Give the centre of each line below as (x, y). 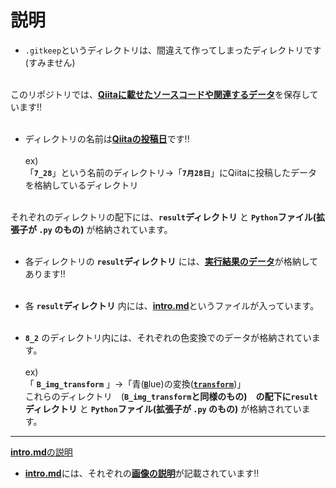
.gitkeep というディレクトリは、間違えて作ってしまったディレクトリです (173, 50)
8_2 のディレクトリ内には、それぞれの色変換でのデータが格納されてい (168, 337)
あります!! (45, 273)
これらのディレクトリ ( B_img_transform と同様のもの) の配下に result (171, 396)
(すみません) (50, 62)
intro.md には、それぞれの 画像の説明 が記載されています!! (142, 473)
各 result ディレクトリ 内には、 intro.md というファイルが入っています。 (172, 305)
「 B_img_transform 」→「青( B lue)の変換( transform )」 (135, 383)
